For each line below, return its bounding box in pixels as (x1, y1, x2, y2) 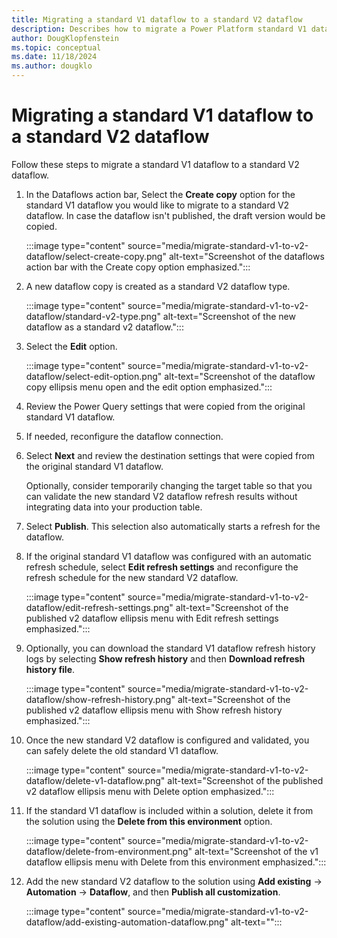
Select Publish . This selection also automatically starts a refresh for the (25, 520, 321, 532)
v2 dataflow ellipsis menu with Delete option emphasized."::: (25, 785, 275, 797)
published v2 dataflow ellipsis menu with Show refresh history (25, 704, 283, 716)
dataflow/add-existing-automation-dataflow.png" (25, 916, 229, 928)
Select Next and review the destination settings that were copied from (25, 449, 315, 461)
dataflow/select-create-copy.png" (25, 250, 167, 262)
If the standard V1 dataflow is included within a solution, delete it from (25, 804, 314, 816)
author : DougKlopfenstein (11, 33, 119, 43)
